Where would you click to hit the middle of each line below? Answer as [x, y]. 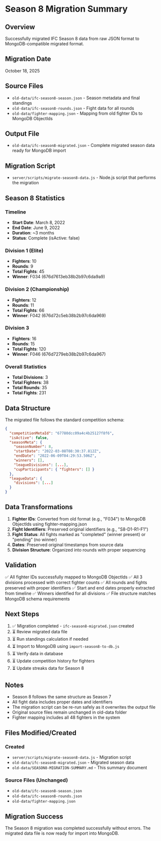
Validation [21, 565]
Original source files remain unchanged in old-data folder [70, 712]
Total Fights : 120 [29, 349]
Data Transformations [39, 507]
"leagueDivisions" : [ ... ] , [41, 465]
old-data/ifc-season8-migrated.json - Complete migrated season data [83, 145]
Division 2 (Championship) [37, 289]
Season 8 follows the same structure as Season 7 [62, 697]
